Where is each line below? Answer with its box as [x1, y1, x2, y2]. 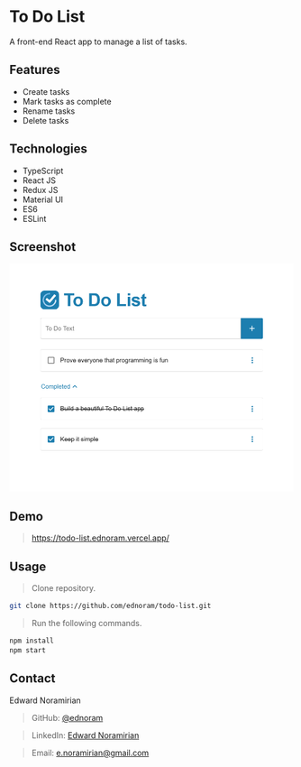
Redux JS [22, 184, 59, 195]
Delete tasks [22, 115, 69, 125]
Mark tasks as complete [22, 96, 112, 106]
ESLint [22, 213, 47, 224]
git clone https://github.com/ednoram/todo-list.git [9, 602, 212, 611]
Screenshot [9, 239, 77, 254]
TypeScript [22, 165, 64, 176]
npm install [9, 636, 54, 646]
